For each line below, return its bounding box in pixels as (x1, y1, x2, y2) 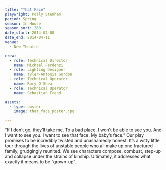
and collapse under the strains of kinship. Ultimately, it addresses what (5, 153, 151, 160)
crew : (5, 53, 16, 58)
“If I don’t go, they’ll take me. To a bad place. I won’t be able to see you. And (5, 127, 162, 133)
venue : (5, 40, 19, 45)
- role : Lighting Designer (9, 67, 66, 72)
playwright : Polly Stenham (5, 12, 61, 17)
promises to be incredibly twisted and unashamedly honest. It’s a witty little (5, 138, 160, 144)
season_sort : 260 (5, 26, 41, 31)
